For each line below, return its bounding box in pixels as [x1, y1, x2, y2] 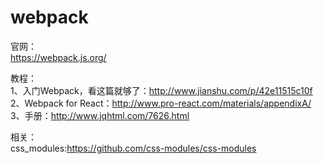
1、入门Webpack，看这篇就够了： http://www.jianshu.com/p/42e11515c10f [10, 84, 313, 96]
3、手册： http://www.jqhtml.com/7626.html [10, 109, 190, 121]
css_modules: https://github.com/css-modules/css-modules [10, 142, 257, 154]
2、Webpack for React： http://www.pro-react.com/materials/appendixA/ [10, 97, 312, 109]
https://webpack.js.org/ [10, 51, 107, 63]
